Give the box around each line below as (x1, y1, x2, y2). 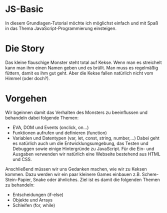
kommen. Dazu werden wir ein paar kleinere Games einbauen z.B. (5, 171, 141, 177)
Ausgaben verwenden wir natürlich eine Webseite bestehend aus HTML (12, 151, 161, 157)
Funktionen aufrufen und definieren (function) (12, 129, 107, 135)
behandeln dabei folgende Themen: (5, 114, 79, 120)
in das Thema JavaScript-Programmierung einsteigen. (5, 25, 117, 31)
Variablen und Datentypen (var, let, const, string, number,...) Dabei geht (12, 135, 160, 141)
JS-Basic (5, 3, 44, 15)
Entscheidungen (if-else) (12, 191, 63, 197)
